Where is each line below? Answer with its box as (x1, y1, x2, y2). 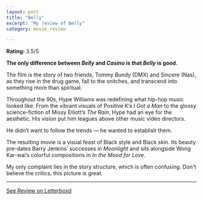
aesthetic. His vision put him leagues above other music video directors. (6, 115, 186, 122)
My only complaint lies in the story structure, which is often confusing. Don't (6, 163, 196, 170)
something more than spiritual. (6, 84, 83, 92)
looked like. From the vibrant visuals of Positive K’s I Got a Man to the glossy (6, 102, 196, 110)
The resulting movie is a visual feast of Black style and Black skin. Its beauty (6, 139, 196, 146)
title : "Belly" (6, 15, 45, 21)
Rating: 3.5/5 (6, 48, 39, 55)
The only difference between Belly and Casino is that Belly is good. (6, 59, 178, 67)
